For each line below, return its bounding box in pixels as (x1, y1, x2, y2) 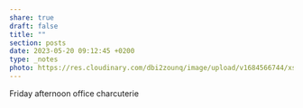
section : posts (9, 38, 67, 48)
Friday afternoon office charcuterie (9, 87, 140, 99)
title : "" (9, 30, 47, 39)
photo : (9, 64, 34, 73)
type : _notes (9, 55, 59, 64)
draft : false (9, 22, 59, 31)
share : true (9, 13, 54, 22)
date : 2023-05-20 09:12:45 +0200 (9, 47, 135, 56)
